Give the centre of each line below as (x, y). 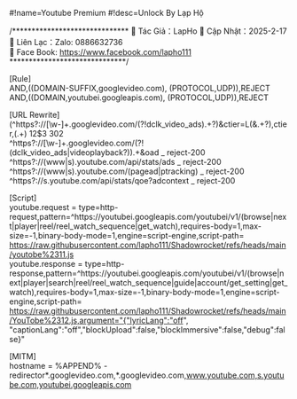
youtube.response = (46, 264)
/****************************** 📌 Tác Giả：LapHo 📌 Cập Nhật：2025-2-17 (148, 31)
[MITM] (23, 356)
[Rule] (20, 78)
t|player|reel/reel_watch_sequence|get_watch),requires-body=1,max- (135, 226)
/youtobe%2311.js (42, 254)
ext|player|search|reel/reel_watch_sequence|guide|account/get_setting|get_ (148, 282)
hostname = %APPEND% (55, 366)
